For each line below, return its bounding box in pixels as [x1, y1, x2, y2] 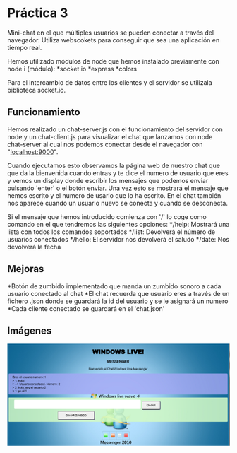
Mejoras [7, 263, 44, 275]
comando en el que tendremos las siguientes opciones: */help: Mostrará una [7, 220, 230, 228]
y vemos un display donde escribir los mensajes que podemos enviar [7, 176, 209, 184]
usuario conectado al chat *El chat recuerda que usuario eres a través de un [7, 289, 230, 298]
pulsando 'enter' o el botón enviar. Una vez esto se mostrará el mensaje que [7, 184, 229, 192]
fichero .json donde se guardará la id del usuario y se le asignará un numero [7, 297, 229, 305]
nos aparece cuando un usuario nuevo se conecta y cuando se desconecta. [7, 199, 228, 207]
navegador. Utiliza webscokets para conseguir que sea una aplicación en [7, 35, 220, 44]
